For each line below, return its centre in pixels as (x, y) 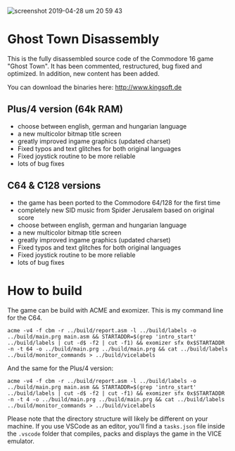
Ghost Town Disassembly (83, 39)
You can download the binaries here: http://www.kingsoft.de (95, 87)
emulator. (21, 441)
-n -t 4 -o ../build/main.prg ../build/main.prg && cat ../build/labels (116, 399)
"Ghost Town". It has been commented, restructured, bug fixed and (105, 66)
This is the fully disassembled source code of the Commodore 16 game (110, 58)
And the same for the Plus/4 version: (61, 368)
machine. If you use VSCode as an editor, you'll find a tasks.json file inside (116, 426)
